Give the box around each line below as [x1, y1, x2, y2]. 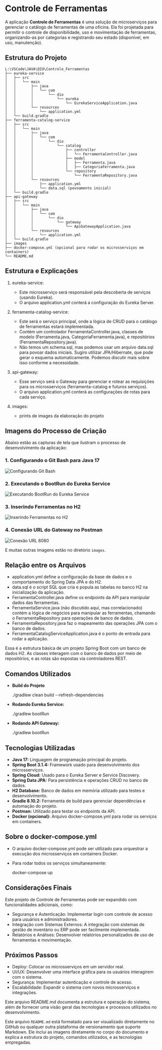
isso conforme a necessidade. [19, 360, 80, 365]
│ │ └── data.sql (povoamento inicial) [5, 186, 111, 190]
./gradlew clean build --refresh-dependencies [12, 692, 104, 698]
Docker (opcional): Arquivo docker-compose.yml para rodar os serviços [12, 813, 157, 819]
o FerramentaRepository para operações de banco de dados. [12, 615, 134, 621]
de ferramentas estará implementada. [19, 324, 94, 329]
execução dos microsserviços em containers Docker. [12, 851, 118, 857]
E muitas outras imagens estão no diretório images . [5, 547, 106, 553]
